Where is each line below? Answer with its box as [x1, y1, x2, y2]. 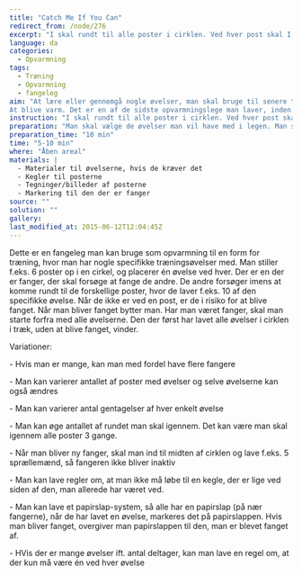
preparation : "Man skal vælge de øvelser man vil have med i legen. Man [9, 122, 288, 131]
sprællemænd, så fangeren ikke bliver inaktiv [9, 456, 176, 468]
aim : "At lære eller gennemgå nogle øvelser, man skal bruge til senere [9, 96, 288, 106]
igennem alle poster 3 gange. [9, 429, 119, 441]
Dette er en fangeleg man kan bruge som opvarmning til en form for [9, 247, 261, 257]
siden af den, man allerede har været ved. [9, 483, 164, 495]
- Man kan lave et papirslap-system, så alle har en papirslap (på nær [9, 501, 262, 512]
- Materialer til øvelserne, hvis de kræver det [17, 164, 203, 173]
